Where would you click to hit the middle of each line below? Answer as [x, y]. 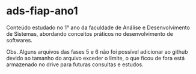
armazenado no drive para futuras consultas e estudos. [75, 64]
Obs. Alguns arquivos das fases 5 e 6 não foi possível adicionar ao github [97, 51]
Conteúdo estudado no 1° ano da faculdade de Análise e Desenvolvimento [98, 27]
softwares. [20, 40]
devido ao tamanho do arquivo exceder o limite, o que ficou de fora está [96, 58]
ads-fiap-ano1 [42, 11]
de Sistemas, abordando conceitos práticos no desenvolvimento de [90, 33]
